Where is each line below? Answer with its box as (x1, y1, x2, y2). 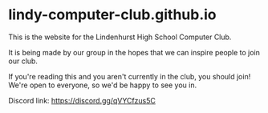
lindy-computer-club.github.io (8, 6, 217, 24)
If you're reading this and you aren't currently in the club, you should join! (8, 71, 251, 81)
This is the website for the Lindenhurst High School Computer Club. (8, 32, 232, 42)
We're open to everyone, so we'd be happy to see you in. (8, 80, 197, 90)
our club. (8, 56, 39, 66)
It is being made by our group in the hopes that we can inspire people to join (8, 47, 261, 57)
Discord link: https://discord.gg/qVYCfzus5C (8, 95, 156, 105)
